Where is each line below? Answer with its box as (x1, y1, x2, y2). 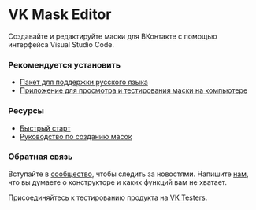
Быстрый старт (19, 123, 71, 133)
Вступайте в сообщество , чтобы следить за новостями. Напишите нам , (8, 169, 249, 179)
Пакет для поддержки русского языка (19, 77, 148, 87)
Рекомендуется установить (8, 59, 121, 70)
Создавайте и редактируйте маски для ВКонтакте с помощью (8, 31, 218, 41)
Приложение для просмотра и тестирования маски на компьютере (19, 86, 248, 95)
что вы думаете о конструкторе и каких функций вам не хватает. (8, 177, 227, 186)
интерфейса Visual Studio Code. (8, 39, 114, 49)
